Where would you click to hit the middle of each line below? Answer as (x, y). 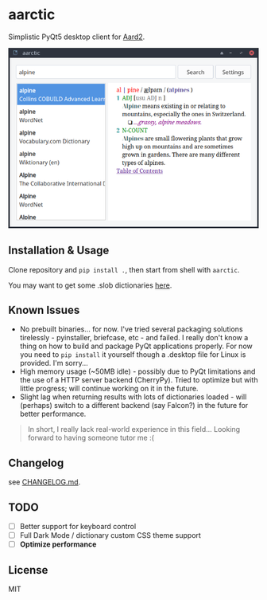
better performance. (53, 414)
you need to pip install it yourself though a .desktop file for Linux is (133, 355)
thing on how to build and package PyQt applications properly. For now (136, 346)
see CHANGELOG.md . (44, 482)
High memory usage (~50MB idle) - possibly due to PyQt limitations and (137, 371)
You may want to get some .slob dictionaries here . (90, 285)
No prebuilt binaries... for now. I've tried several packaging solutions (132, 329)
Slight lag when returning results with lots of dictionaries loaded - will (133, 397)
